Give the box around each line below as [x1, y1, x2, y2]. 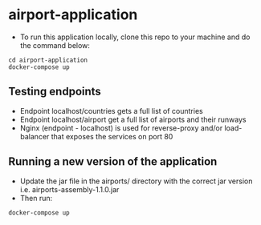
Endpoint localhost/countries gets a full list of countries [19, 106, 203, 115]
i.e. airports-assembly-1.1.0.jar [19, 184, 120, 194]
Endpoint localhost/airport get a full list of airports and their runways [19, 115, 247, 124]
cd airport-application [8, 56, 88, 64]
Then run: [19, 193, 53, 203]
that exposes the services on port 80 [51, 131, 173, 141]
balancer [19, 131, 50, 141]
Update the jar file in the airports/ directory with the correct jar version [19, 176, 253, 186]
